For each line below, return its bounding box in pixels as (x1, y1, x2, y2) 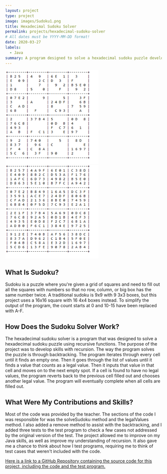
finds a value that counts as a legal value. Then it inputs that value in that (5, 362, 155, 368)
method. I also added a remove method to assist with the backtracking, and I (5, 422, 162, 428)
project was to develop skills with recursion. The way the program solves (5, 346, 155, 352)
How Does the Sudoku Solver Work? (5, 322, 120, 331)
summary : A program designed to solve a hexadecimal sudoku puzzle (5, 55, 148, 60)
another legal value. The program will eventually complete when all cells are (5, 378, 161, 384)
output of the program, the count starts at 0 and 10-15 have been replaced (5, 303, 157, 309)
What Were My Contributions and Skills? (5, 398, 133, 407)
